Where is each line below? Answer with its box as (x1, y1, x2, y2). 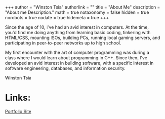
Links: (5, 92, 31, 103)
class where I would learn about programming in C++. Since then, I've (5, 55, 147, 61)
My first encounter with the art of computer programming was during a (5, 49, 150, 55)
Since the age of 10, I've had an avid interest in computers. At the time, (5, 24, 149, 30)
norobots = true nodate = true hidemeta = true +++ (5, 15, 109, 20)
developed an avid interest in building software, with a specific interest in (5, 60, 154, 66)
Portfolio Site (5, 108, 32, 114)
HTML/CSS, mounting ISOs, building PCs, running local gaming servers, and (5, 35, 161, 40)
